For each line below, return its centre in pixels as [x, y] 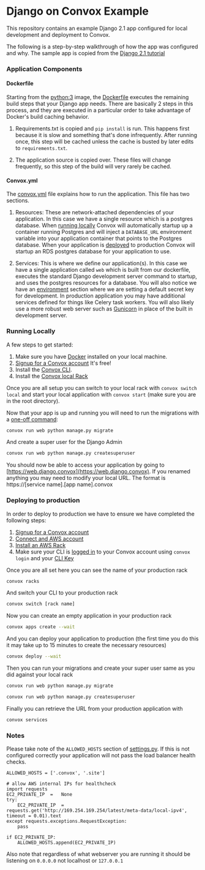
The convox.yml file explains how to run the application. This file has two [98, 194]
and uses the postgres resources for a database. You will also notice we [106, 283]
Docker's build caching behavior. [48, 117]
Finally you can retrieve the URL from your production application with [95, 708]
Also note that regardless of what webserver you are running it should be [99, 854]
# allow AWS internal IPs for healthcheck [61, 784]
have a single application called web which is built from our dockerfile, [103, 270]
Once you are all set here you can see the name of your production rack [97, 570]
